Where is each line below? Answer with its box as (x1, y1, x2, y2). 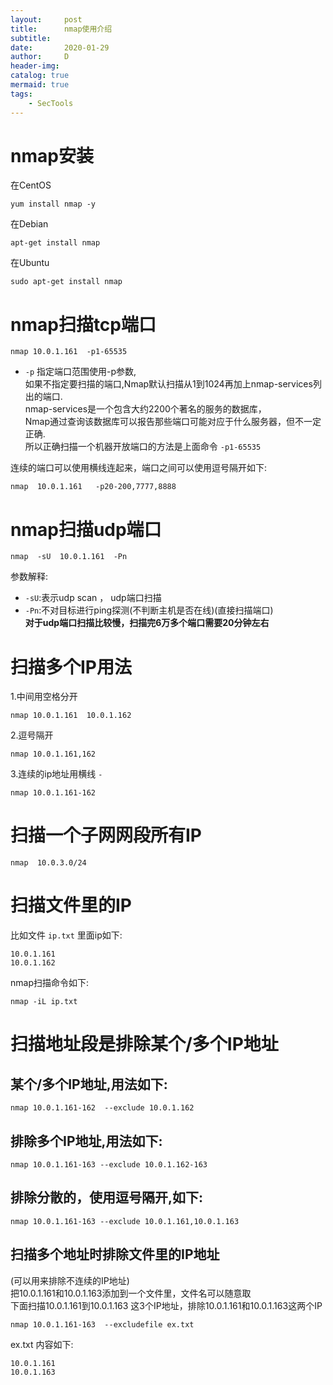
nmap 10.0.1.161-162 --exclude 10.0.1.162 (10, 1103, 195, 1113)
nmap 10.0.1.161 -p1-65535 (10, 347, 128, 357)
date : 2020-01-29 (10, 42, 110, 53)
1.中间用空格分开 (10, 691, 78, 703)
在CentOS (10, 179, 52, 191)
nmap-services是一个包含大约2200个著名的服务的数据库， (24, 403, 267, 415)
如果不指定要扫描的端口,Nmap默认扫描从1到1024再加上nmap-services (24, 378, 313, 390)
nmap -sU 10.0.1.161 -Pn (10, 552, 128, 562)
